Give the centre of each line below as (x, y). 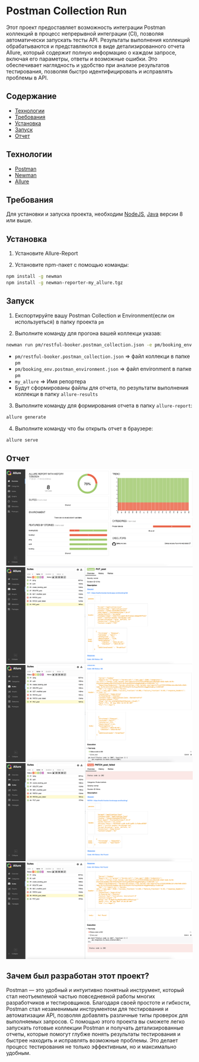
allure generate (26, 417)
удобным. (18, 1053)
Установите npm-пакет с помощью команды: (72, 265)
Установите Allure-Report (46, 254)
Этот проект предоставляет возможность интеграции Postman (86, 27)
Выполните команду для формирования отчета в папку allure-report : (103, 405)
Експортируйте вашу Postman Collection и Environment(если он (94, 315)
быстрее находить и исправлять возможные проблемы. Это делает (92, 1040)
